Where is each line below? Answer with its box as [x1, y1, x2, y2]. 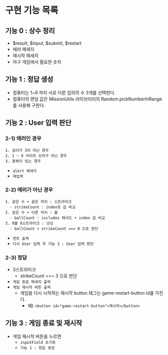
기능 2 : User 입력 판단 [5, 119, 72, 127]
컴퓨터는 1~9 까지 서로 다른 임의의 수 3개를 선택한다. [12, 89, 116, 95]
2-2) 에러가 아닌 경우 [5, 186, 53, 193]
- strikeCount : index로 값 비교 [10, 204, 76, 209]
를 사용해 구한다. [12, 102, 45, 108]
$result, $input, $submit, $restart [12, 40, 82, 46]
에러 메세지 [12, 46, 35, 52]
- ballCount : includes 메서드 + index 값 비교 [10, 215, 105, 221]
